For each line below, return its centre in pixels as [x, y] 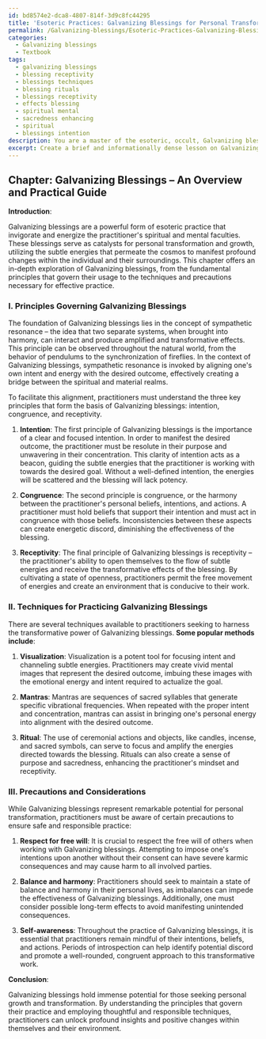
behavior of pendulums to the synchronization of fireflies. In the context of [129, 357]
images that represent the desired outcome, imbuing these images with [136, 673]
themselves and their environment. [65, 1029]
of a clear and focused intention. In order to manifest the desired [125, 438]
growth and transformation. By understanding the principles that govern [125, 1003]
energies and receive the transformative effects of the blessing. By [128, 570]
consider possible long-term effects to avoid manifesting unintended [131, 907]
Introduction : [30, 211]
